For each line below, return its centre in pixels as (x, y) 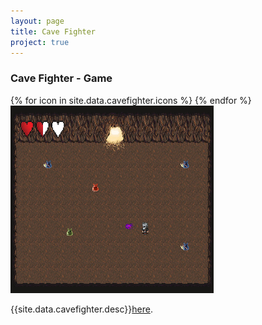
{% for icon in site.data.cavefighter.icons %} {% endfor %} (131, 100)
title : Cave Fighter (53, 31)
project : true (40, 42)
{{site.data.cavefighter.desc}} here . (81, 309)
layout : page (37, 21)
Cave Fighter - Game (61, 78)
